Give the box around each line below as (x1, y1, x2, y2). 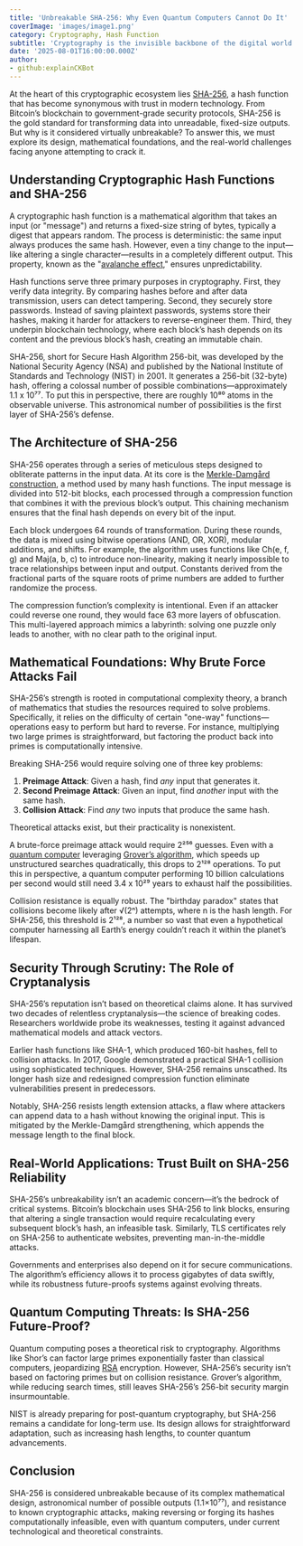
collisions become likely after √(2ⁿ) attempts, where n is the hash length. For (9, 905, 293, 916)
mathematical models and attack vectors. (9, 1027, 163, 1038)
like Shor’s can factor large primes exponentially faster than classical (9, 1353, 264, 1363)
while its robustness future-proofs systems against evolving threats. (9, 1278, 262, 1289)
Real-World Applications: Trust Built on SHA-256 (9, 1155, 290, 1171)
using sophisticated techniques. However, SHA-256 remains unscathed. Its (9, 1064, 288, 1075)
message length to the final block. (9, 1129, 135, 1140)
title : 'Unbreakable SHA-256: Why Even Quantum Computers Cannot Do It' (9, 13, 289, 23)
